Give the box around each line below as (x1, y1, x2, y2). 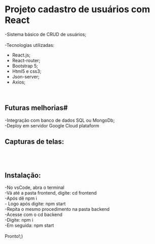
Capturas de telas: (5, 138, 65, 146)
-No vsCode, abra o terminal (5, 184, 65, 191)
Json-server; (12, 73, 40, 79)
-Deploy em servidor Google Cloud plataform (5, 122, 100, 128)
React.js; (12, 52, 31, 58)
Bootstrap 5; (12, 63, 39, 69)
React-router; (12, 57, 41, 63)
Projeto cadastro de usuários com (5, 4, 150, 15)
